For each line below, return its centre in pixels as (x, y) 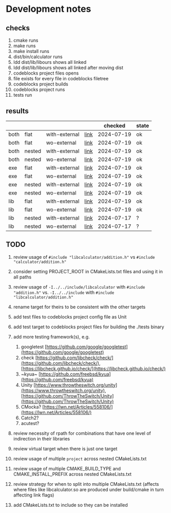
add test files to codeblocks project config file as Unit (70, 316)
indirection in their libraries (42, 438)
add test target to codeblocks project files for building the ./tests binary (89, 327)
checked (115, 126)
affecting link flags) (34, 495)
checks (18, 28)
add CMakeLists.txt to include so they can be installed (70, 505)
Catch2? (30, 418)
